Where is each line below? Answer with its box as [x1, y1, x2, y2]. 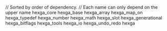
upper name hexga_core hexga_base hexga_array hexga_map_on [5, 9, 143, 15]
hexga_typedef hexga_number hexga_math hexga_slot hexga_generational [5, 15, 162, 20]
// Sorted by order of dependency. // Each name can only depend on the [5, 4, 158, 10]
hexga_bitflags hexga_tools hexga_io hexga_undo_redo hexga [5, 20, 135, 26]
